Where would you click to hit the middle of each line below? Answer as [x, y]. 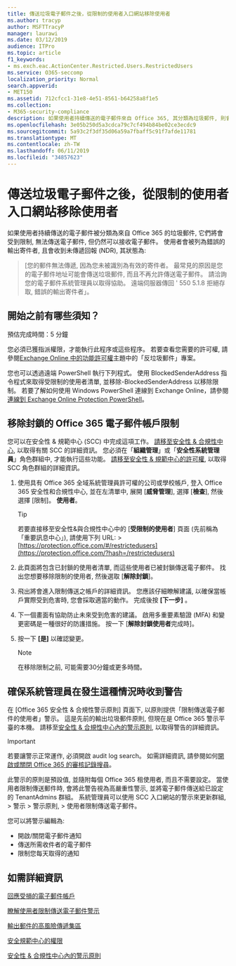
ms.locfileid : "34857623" [45, 158]
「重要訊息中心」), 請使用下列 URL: [67, 537]
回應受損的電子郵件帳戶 [41, 896]
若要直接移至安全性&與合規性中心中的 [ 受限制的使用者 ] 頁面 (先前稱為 [118, 529]
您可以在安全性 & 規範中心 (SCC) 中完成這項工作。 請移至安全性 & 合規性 [112, 442]
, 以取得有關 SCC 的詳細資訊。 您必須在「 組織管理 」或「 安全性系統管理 [117, 450]
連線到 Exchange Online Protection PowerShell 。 [78, 399]
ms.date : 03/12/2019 [38, 40]
